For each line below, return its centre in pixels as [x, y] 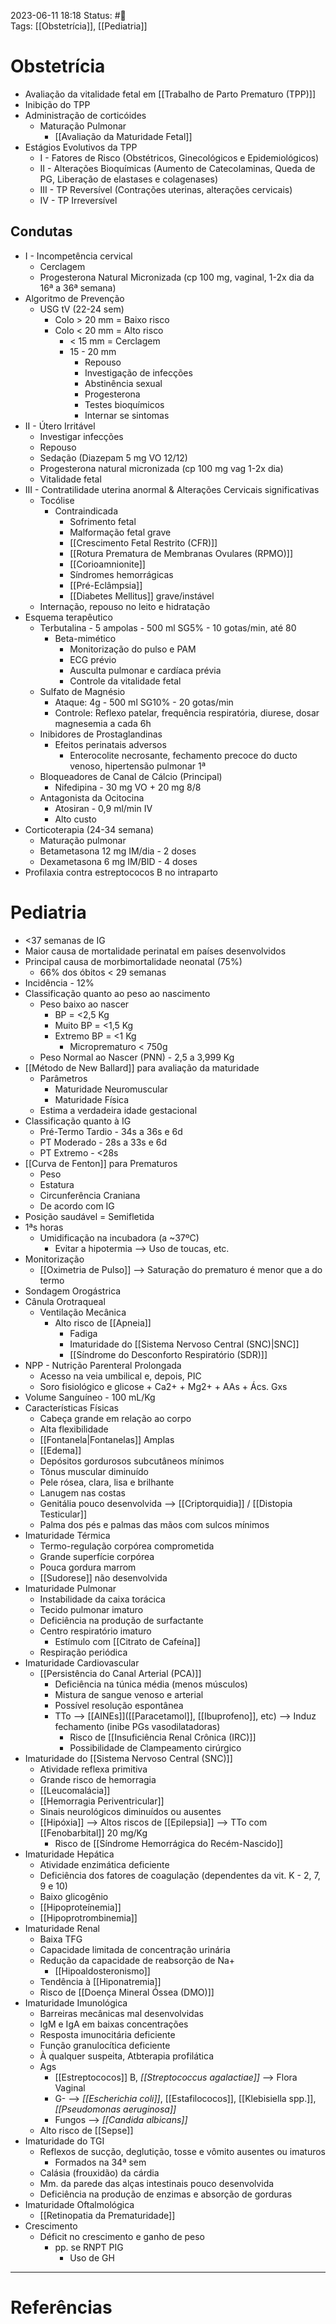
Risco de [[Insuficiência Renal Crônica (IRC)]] [163, 1737]
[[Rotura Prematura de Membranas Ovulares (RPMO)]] [181, 553]
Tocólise [57, 500]
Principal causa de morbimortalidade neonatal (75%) [133, 961]
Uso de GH [92, 2257]
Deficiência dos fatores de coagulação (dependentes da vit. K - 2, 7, [180, 1875]
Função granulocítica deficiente [105, 2045]
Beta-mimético [85, 638]
